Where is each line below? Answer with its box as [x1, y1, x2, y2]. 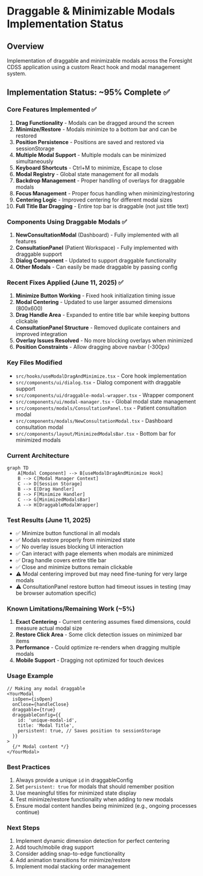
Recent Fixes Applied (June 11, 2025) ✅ [7, 278, 124, 287]
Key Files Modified [7, 358, 63, 367]
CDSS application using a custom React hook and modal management [7, 63, 181, 71]
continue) [15, 808, 40, 816]
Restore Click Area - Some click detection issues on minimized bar [15, 631, 183, 638]
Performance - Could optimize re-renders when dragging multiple [15, 644, 181, 651]
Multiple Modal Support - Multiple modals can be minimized [15, 151, 166, 158]
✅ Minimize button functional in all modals [15, 530, 120, 537]
